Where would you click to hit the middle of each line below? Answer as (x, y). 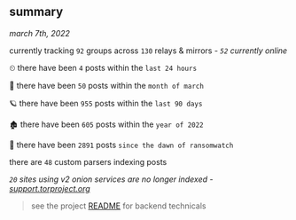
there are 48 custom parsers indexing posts (88, 161)
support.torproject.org (50, 188)
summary (36, 12)
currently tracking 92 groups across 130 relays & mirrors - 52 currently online (148, 51)
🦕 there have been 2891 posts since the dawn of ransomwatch (121, 145)
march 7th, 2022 (40, 33)
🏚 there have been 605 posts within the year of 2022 (106, 124)
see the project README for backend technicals (118, 206)
